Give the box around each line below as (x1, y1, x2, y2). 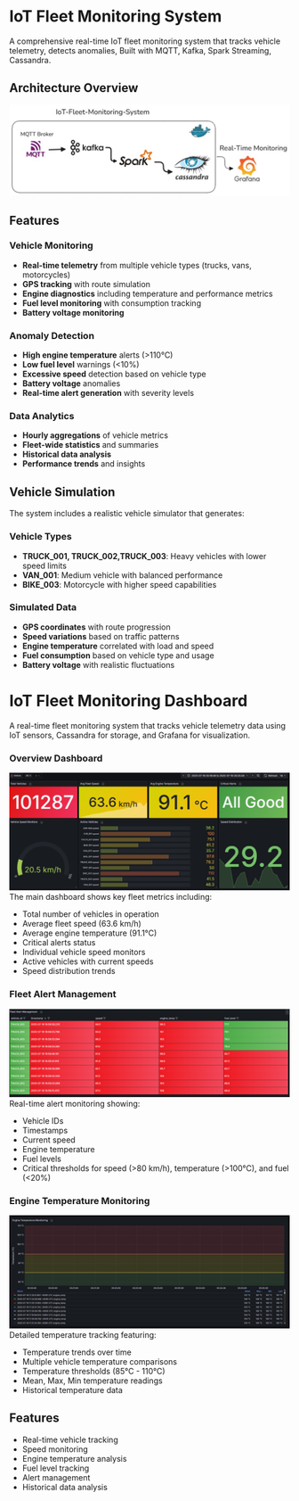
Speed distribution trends (21, 966, 116, 977)
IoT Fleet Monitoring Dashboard (9, 691, 248, 711)
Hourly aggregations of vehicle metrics (21, 430, 169, 441)
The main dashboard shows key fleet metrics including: (9, 892, 213, 903)
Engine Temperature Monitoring (9, 1194, 150, 1207)
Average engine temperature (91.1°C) (21, 928, 158, 938)
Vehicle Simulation (9, 484, 116, 499)
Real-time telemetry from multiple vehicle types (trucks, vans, (21, 260, 252, 270)
